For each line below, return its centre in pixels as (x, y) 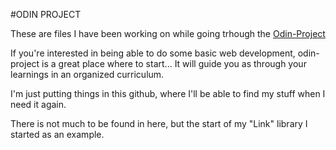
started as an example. (57, 134)
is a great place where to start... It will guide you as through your (174, 63)
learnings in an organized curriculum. (87, 74)
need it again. (38, 104)
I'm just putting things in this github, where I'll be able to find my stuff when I (168, 93)
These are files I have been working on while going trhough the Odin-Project (168, 33)
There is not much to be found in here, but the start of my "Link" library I (159, 123)
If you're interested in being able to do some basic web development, (153, 53)
